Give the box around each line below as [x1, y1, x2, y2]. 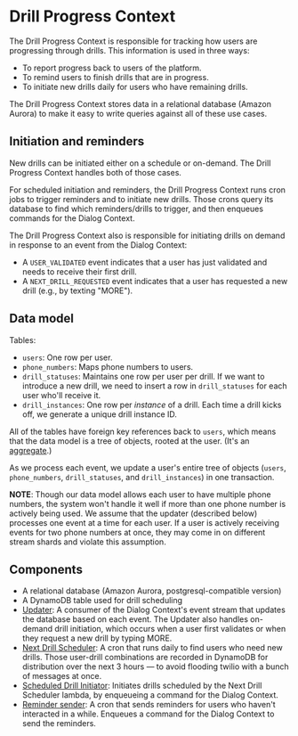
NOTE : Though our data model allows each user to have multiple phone [9, 488, 271, 500]
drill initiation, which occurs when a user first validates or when [54, 624, 286, 634]
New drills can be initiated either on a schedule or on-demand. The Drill [9, 158, 271, 168]
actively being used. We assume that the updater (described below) [9, 508, 258, 519]
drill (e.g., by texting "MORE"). [21, 285, 133, 296]
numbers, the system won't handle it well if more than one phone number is [9, 498, 286, 509]
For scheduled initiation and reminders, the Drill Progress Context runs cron [9, 184, 286, 195]
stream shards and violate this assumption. [9, 536, 166, 547]
